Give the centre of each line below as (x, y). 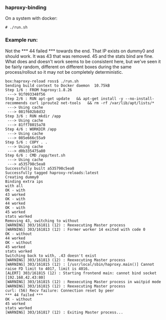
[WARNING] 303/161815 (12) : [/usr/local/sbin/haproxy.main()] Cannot (80, 264)
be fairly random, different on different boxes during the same (68, 67)
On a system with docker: (31, 18)
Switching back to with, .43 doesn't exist (51, 256)
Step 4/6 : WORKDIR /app (31, 129)
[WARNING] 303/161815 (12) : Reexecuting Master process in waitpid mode (83, 282)
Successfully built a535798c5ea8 (40, 168)
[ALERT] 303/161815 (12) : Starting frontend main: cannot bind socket (81, 273)
